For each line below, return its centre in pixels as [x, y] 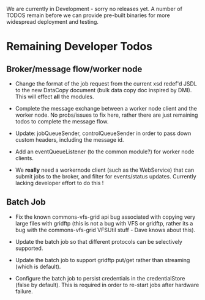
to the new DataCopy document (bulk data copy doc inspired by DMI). [103, 90]
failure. [24, 291]
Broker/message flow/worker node [74, 69]
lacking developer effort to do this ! [59, 183]
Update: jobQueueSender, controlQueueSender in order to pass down [103, 133]
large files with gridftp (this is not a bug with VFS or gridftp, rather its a [104, 223]
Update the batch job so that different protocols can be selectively [99, 241]
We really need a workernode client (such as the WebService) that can [105, 170]
